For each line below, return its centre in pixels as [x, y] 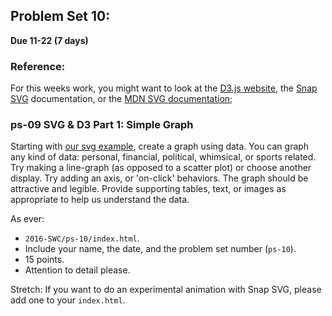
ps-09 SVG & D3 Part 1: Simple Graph [102, 125]
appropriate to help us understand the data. [100, 200]
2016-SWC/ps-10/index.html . [82, 238]
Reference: [38, 66]
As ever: [27, 219]
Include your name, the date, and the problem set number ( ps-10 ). [160, 249]
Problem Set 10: [60, 16]
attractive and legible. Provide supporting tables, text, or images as [148, 189]
